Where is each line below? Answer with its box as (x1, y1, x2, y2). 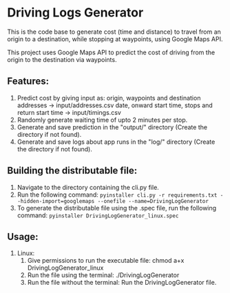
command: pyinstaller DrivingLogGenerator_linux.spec (17, 211, 179, 219)
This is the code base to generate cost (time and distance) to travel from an (7, 28, 222, 36)
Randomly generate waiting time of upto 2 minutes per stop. (17, 116, 188, 124)
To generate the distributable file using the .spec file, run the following (17, 204, 217, 212)
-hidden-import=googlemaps (17, 197, 95, 204)
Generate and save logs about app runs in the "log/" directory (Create (17, 138, 216, 146)
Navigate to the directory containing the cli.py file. (17, 183, 160, 191)
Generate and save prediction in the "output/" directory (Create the (17, 122, 208, 131)
